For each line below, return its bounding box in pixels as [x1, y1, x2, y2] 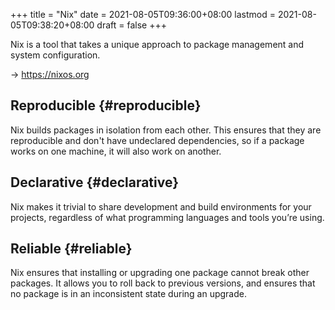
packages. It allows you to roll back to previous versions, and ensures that [10, 277, 316, 289]
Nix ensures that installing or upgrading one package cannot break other [10, 267, 310, 279]
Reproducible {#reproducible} [10, 97, 202, 114]
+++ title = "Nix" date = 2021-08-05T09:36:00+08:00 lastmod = [10, 9, 276, 20]
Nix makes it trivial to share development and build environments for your [10, 200, 312, 213]
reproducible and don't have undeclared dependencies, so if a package [10, 134, 305, 146]
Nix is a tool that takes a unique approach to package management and [10, 39, 305, 50]
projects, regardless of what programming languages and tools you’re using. [10, 211, 325, 223]
